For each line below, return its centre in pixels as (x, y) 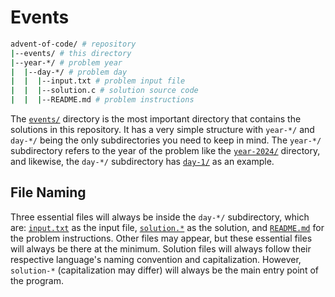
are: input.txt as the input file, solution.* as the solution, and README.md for (167, 227)
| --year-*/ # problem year (66, 62)
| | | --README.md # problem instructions (102, 100)
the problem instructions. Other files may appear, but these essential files (161, 238)
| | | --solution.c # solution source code (104, 91)
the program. (37, 280)
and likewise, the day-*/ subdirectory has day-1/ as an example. (142, 162)
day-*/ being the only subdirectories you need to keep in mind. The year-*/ (166, 140)
